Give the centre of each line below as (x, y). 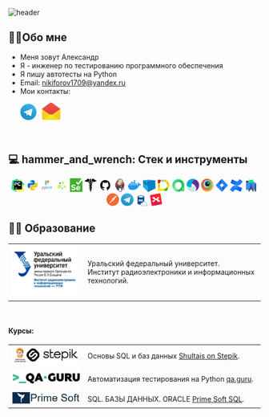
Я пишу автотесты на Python (68, 74)
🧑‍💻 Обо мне (38, 37)
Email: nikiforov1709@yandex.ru (73, 82)
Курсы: (21, 331)
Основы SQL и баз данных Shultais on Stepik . (164, 356)
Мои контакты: (45, 91)
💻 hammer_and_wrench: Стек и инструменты (128, 159)
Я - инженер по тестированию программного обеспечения (121, 65)
